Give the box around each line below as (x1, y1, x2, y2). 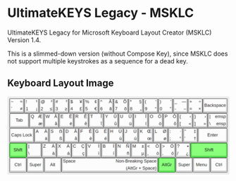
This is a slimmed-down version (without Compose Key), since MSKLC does (7, 49, 228, 58)
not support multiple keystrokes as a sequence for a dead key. (7, 56, 188, 65)
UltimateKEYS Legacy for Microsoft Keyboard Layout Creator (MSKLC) (7, 28, 212, 37)
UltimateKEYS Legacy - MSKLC (7, 5, 194, 21)
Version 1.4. (7, 35, 42, 44)
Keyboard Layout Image (7, 77, 114, 89)
